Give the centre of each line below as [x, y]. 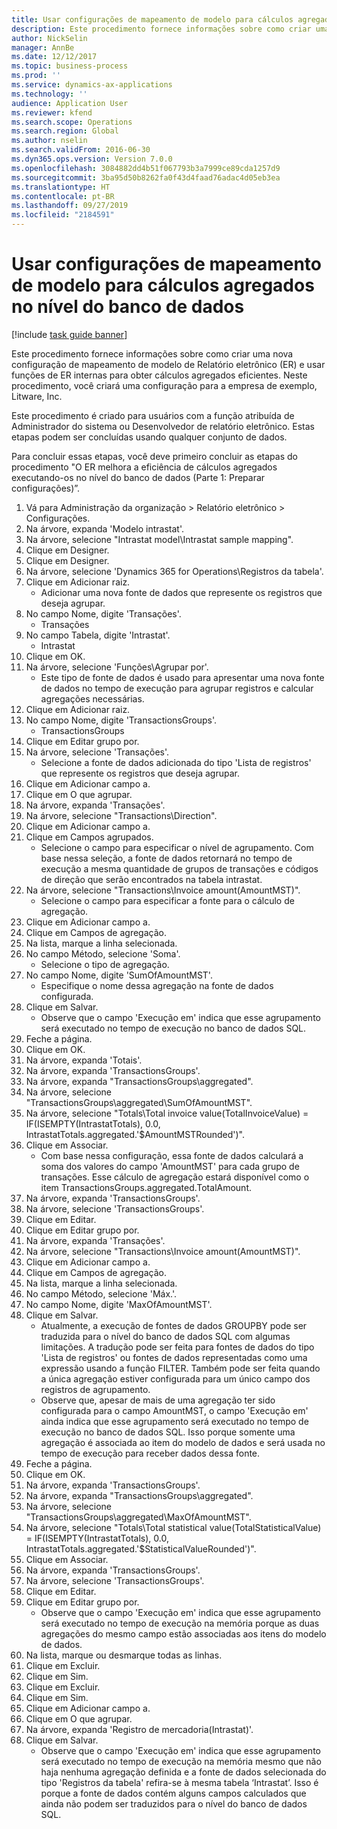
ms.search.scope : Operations [72, 122]
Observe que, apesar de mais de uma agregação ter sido [158, 1400]
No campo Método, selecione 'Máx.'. [101, 1293]
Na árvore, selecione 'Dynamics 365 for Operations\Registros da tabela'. [174, 571]
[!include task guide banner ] [69, 334]
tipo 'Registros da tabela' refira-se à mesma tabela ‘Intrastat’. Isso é [179, 1782]
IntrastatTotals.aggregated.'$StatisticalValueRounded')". [141, 1548]
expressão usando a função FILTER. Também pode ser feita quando [180, 1368]
